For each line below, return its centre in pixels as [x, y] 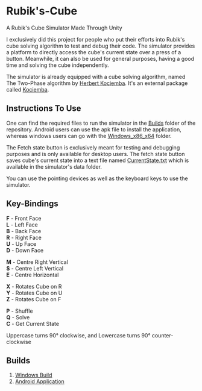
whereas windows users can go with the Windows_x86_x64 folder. [89, 136]
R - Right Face [24, 237]
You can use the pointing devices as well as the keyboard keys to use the [97, 178]
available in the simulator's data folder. [54, 166]
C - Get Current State [33, 324]
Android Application [39, 381]
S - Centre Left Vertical [35, 268]
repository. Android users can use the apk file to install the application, [94, 129]
